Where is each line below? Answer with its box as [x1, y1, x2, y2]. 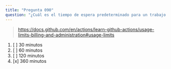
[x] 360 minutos [12, 58, 47, 64]
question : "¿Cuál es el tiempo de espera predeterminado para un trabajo [5, 12, 166, 17]
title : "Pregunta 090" [5, 7, 54, 13]
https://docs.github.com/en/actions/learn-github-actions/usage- [17, 26, 155, 32]
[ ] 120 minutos [12, 52, 45, 59]
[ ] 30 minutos [12, 41, 42, 48]
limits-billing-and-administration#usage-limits [17, 32, 115, 38]
